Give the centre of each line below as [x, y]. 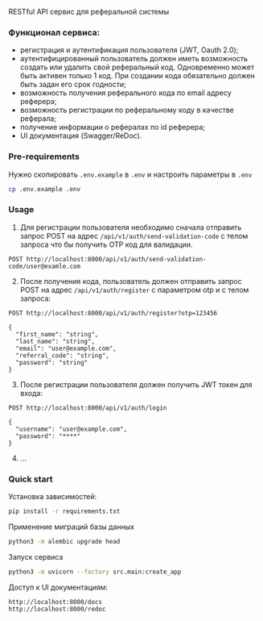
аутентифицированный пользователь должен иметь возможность [134, 59]
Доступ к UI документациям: [58, 587]
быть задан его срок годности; [73, 85]
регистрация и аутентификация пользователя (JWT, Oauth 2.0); [129, 50]
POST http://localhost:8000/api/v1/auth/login [88, 408]
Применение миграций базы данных [72, 527]
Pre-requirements [44, 156]
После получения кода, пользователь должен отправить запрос [131, 281]
